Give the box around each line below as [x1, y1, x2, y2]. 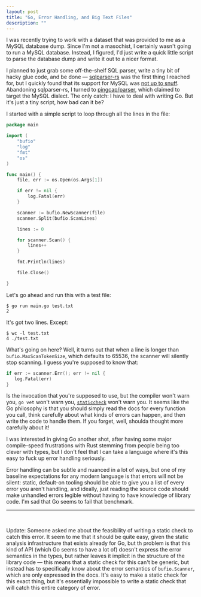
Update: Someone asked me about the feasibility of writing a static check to [6, 527, 193, 534]
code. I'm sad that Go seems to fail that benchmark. [6, 498, 134, 505]
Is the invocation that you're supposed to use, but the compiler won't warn [6, 392, 190, 399]
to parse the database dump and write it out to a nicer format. [6, 55, 159, 63]
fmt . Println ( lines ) [17, 259, 66, 265]
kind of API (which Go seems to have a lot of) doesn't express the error [6, 546, 182, 553]
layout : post [6, 8, 39, 15]
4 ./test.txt [6, 335, 39, 341]
